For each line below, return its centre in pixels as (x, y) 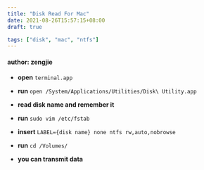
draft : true (25, 27)
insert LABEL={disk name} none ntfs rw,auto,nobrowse (96, 132)
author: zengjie (30, 62)
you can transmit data (50, 159)
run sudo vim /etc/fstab (53, 118)
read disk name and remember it (66, 105)
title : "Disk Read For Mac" (49, 14)
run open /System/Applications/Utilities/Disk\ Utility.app (107, 91)
